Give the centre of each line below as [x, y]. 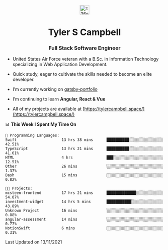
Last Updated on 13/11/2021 [34, 242]
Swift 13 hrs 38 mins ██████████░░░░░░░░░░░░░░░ [84, 140]
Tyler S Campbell [85, 32]
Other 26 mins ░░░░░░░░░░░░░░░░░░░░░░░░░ [84, 167]
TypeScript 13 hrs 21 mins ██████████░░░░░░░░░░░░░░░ [84, 149]
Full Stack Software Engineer [85, 48]
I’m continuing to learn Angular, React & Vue [59, 99]
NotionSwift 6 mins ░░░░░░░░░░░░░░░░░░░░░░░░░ [84, 228]
